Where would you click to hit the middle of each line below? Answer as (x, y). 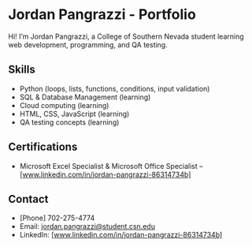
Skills (22, 70)
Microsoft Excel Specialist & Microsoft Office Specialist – (111, 166)
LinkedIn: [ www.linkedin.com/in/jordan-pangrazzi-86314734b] (121, 235)
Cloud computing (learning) (64, 105)
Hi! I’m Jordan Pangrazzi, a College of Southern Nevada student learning (126, 36)
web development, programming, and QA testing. (88, 44)
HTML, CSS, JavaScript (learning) (74, 114)
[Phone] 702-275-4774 (57, 218)
